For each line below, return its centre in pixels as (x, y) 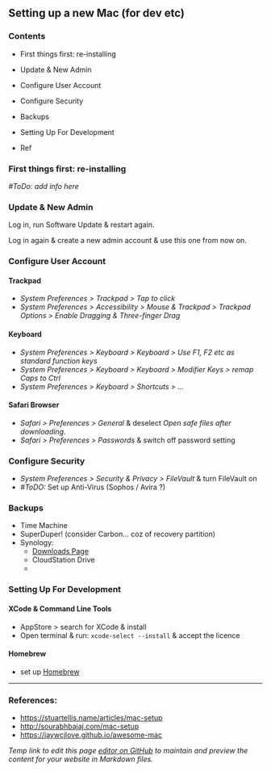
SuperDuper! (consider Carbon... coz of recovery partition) (118, 534)
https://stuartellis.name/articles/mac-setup (91, 718)
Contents (27, 36)
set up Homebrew (50, 671)
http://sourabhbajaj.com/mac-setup (79, 727)
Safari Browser (34, 405)
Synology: (37, 543)
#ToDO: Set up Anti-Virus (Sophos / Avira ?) (93, 487)
